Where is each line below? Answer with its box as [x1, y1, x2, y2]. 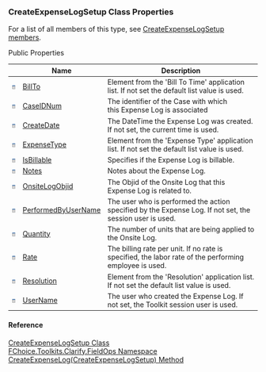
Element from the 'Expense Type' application [107, 136, 253, 145]
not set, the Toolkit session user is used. [107, 300, 238, 309]
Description [161, 66, 201, 75]
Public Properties [8, 48, 65, 58]
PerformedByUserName [22, 205, 101, 214]
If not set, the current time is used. [107, 125, 219, 134]
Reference [8, 320, 44, 329]
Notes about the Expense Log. [107, 166, 206, 176]
